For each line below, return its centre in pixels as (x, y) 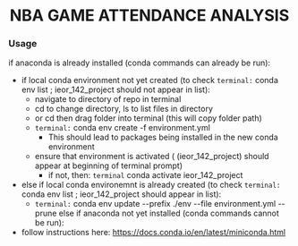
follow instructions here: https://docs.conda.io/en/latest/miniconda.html (153, 233)
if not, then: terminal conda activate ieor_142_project (145, 175)
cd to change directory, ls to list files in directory (124, 109)
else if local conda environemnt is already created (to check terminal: (151, 185)
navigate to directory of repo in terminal (108, 99)
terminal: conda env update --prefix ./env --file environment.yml (155, 204)
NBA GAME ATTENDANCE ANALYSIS (149, 16)
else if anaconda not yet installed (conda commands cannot (169, 213)
